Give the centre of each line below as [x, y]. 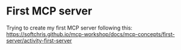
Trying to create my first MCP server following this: [69, 28]
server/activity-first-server [39, 40]
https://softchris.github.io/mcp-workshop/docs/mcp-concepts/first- [91, 34]
